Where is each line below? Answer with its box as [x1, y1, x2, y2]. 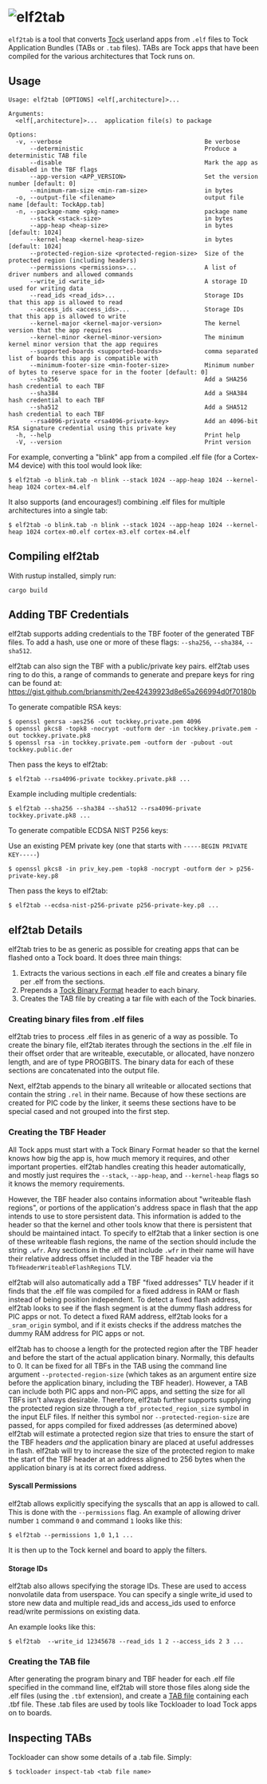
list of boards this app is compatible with [8, 354, 159, 363]
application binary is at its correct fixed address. [8, 1462, 167, 1473]
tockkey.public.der [8, 746, 73, 754]
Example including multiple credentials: [8, 789, 137, 799]
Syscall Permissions [8, 1481, 77, 1491]
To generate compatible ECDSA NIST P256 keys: [8, 826, 169, 835]
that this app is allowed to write [8, 312, 127, 320]
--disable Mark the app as [29, 158, 259, 167]
